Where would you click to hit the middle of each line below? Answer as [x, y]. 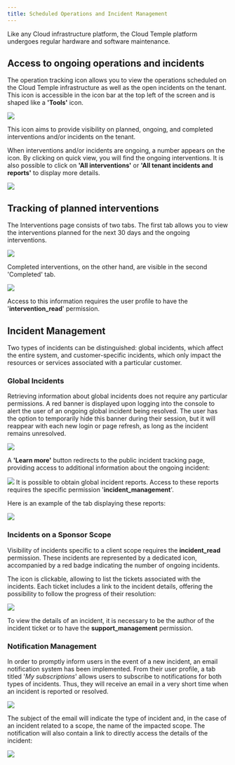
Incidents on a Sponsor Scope [59, 535]
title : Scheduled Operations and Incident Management [88, 14]
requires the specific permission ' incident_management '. [90, 490]
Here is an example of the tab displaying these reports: [87, 503]
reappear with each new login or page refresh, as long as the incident [108, 426]
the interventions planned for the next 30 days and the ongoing [99, 233]
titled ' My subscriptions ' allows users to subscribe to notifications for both [115, 676]
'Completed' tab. [32, 274]
